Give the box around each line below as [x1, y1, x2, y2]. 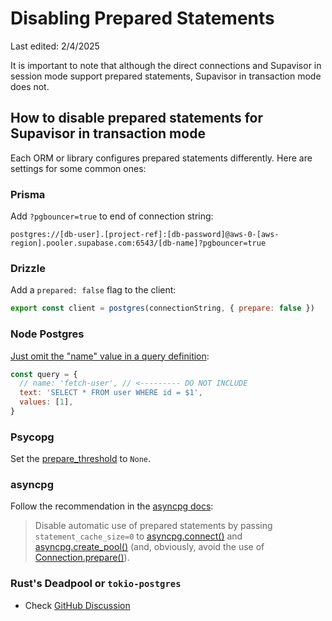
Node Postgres [10, 327, 85, 341]
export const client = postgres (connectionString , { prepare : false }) [10, 303, 315, 314]
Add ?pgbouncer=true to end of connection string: [10, 210, 214, 222]
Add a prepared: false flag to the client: [10, 284, 177, 296]
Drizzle [10, 261, 46, 275]
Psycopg [10, 430, 55, 444]
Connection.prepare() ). [34, 552, 130, 564]
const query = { [10, 369, 78, 379]
